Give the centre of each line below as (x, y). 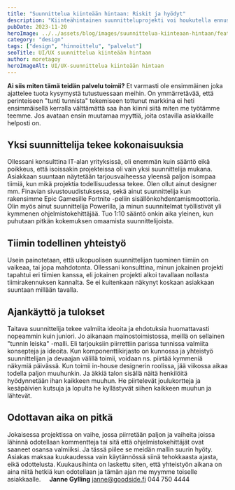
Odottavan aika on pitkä (60, 418)
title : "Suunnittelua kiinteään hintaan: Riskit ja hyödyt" (97, 14)
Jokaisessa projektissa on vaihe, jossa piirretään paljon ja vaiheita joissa (111, 434)
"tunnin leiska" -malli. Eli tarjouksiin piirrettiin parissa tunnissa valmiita (108, 344)
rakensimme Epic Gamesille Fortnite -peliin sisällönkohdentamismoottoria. (114, 199)
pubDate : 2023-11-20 (37, 27)
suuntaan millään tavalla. (43, 290)
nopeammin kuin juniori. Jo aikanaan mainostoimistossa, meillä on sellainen (116, 336)
